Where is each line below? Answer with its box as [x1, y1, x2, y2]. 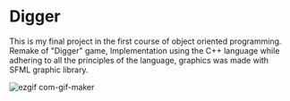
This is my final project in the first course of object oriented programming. [9, 36, 282, 46]
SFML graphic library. [9, 64, 89, 75]
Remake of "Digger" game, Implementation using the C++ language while [9, 45, 280, 55]
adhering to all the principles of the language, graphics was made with [9, 55, 269, 65]
